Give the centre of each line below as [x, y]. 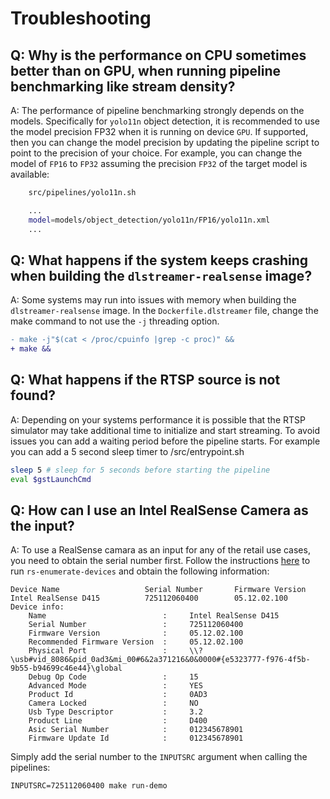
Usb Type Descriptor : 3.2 [115, 712]
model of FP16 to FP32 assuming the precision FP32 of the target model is [159, 163]
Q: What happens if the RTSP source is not [145, 380]
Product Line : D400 [118, 721]
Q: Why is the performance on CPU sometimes [158, 55]
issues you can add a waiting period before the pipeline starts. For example [165, 441]
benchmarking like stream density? [123, 86]
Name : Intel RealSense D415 [154, 616]
